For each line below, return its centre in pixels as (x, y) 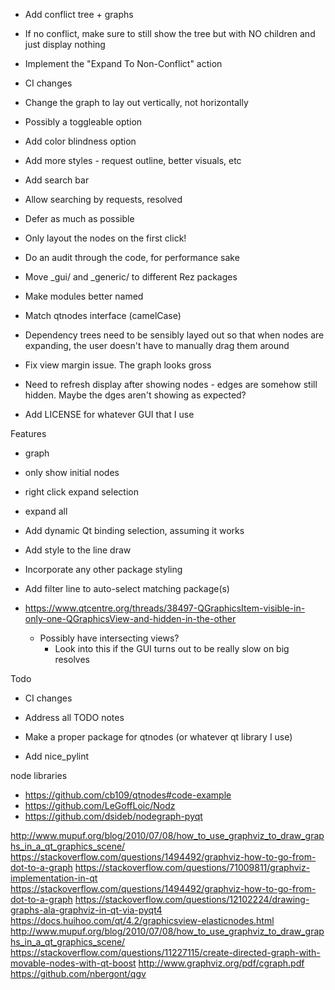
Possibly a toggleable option (83, 122)
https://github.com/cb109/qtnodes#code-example (128, 795)
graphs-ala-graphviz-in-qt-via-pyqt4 (86, 910)
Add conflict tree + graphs (79, 14)
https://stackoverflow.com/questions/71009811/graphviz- (192, 867)
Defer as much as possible (79, 218)
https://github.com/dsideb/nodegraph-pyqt (113, 816)
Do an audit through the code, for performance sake (132, 257)
